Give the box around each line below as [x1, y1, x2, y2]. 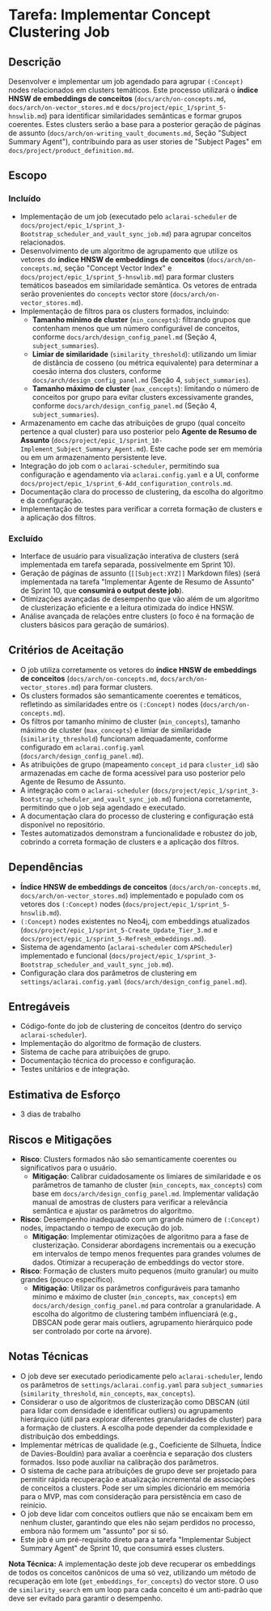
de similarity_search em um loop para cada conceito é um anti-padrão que [8, 1584, 263, 1594]
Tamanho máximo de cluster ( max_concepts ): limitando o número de [32, 383, 260, 393]
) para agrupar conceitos [168, 228, 252, 238]
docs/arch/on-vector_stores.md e [8, 103, 120, 112]
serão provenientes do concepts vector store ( [19, 289, 173, 299]
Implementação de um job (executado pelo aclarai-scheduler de [19, 211, 237, 221]
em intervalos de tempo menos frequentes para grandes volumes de [32, 1249, 261, 1259]
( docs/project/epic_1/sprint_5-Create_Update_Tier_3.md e [19, 925, 218, 934]
